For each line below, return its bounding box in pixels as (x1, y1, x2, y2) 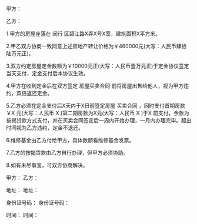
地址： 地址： (6, 187, 39, 193)
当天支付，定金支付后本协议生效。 (6, 70, 89, 76)
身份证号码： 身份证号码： (6, 199, 69, 206)
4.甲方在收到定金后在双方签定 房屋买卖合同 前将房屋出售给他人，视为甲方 (6, 82, 184, 89)
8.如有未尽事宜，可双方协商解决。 (6, 162, 88, 169)
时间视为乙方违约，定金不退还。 (6, 124, 84, 131)
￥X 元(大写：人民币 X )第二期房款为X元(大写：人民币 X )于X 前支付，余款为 (6, 109, 189, 116)
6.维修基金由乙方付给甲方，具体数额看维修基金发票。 (6, 137, 135, 143)
